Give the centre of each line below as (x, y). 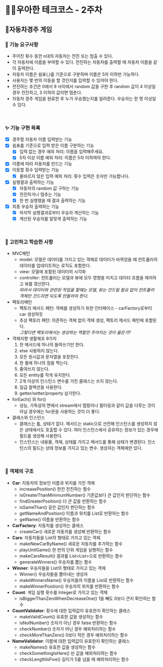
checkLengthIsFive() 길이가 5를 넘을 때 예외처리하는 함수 (74, 659)
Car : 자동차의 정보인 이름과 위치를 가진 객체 (53, 483)
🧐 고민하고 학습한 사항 (29, 242)
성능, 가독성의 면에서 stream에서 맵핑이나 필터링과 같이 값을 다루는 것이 (87, 406)
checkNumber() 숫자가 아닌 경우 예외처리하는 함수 (67, 629)
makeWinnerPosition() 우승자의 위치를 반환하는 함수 (69, 586)
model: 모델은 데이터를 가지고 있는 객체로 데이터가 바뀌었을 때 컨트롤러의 (89, 260)
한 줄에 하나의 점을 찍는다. (44, 363)
